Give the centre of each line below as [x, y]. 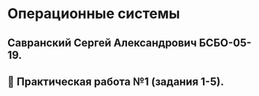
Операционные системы [94, 14]
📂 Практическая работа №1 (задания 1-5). [116, 81]
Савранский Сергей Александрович [102, 43]
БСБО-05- [225, 43]
